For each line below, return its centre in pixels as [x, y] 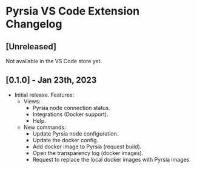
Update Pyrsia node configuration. [75, 133]
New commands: [45, 127]
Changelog [34, 24]
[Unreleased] [31, 47]
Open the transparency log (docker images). [88, 153]
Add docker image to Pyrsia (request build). [87, 147]
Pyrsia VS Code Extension [73, 11]
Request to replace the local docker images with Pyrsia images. [112, 159]
